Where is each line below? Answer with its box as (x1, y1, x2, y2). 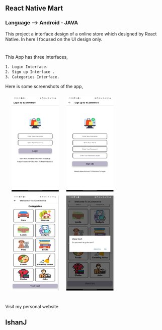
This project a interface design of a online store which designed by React (5, 30, 157, 37)
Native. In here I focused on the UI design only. (5, 36, 103, 42)
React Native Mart (5, 4, 63, 13)
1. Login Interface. (5, 64, 49, 69)
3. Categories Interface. (5, 74, 59, 79)
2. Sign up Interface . (5, 69, 55, 74)
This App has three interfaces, (5, 54, 68, 60)
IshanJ (5, 318, 27, 327)
